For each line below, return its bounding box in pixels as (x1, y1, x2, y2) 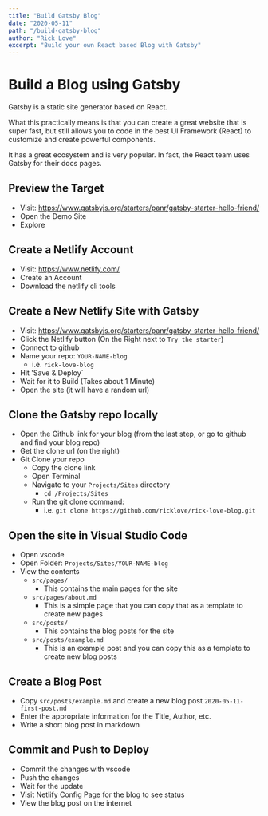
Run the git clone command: (31, 497, 125, 507)
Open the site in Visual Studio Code (8, 529, 187, 542)
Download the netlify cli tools (19, 281, 116, 291)
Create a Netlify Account (8, 243, 134, 256)
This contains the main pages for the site (43, 584, 178, 593)
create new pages (43, 609, 104, 619)
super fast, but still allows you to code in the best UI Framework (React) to (8, 126, 252, 136)
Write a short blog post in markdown (19, 719, 140, 729)
